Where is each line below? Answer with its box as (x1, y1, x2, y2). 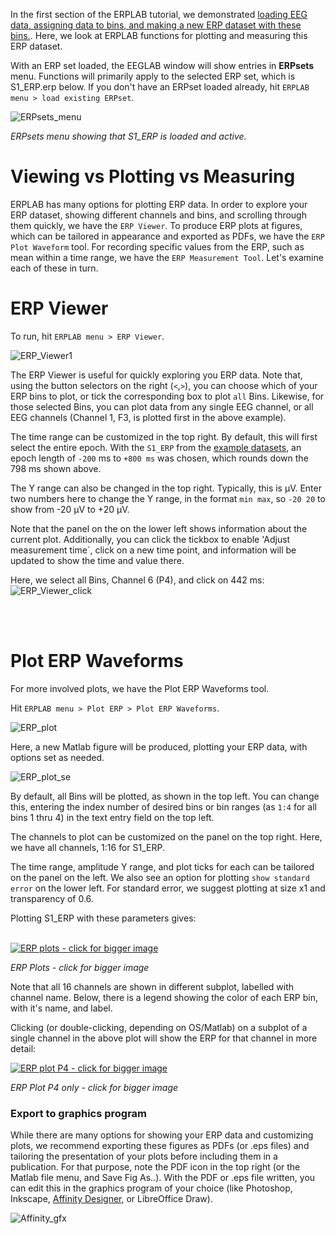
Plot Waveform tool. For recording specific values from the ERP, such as (10, 240, 305, 253)
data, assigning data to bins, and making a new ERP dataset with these (10, 19, 302, 31)
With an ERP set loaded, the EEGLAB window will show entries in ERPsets (10, 60, 315, 71)
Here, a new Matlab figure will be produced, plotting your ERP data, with (10, 740, 308, 753)
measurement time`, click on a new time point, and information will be (10, 544, 297, 556)
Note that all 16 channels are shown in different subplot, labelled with (10, 980, 295, 993)
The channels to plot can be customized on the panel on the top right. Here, (10, 830, 323, 843)
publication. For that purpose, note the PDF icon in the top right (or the (10, 1161, 301, 1173)
